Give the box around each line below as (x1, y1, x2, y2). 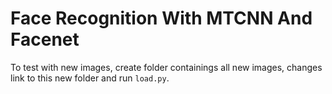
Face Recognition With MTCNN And (10, 7, 313, 30)
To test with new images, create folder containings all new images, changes (10, 61, 323, 73)
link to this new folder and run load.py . (10, 72, 170, 84)
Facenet (10, 28, 80, 51)
